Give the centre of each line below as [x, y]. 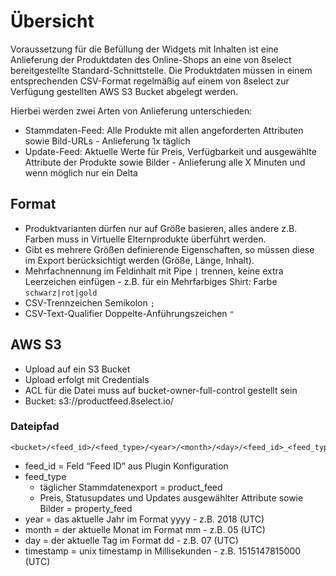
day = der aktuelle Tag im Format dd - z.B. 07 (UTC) [131, 540]
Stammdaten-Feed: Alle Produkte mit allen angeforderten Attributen [164, 130]
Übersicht [52, 21]
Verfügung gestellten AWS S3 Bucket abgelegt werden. [124, 91]
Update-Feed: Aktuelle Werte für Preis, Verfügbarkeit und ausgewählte [170, 151]
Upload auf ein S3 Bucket [77, 369]
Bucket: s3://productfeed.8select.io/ [99, 401]
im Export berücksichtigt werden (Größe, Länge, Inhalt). [139, 260]
